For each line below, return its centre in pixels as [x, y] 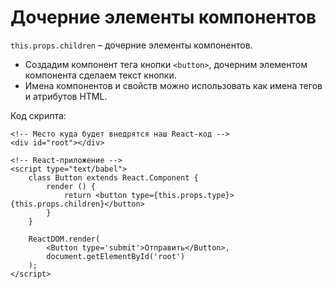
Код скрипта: [38, 115]
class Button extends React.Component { [113, 177]
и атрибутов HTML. [66, 96]
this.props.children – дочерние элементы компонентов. [131, 45]
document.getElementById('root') [116, 256]
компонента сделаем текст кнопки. [100, 75]
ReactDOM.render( [64, 239]
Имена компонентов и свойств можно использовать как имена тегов [173, 85]
